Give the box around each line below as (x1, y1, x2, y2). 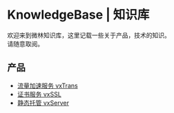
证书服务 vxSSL (17, 90, 62, 98)
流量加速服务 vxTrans (17, 81, 78, 90)
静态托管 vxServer (17, 99, 69, 107)
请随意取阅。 (7, 39, 43, 48)
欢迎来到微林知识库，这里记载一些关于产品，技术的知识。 (7, 31, 171, 39)
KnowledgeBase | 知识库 (7, 7, 150, 23)
